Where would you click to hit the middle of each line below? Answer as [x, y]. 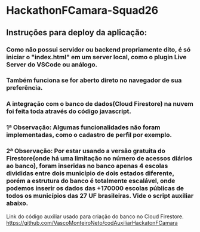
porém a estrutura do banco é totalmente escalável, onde [91, 181]
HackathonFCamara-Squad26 [82, 10]
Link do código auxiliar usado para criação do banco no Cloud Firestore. [95, 216]
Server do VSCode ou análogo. [52, 65]
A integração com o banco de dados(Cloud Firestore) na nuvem [100, 104]
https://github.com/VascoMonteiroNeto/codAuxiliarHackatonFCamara [92, 222]
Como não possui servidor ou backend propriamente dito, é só [99, 50]
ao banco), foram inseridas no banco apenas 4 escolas [87, 166]
